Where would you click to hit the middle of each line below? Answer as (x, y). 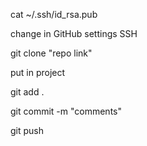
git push (27, 130)
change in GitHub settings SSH (74, 33)
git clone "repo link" (51, 53)
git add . (27, 92)
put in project (38, 72)
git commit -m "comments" (66, 111)
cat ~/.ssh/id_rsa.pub (54, 14)
